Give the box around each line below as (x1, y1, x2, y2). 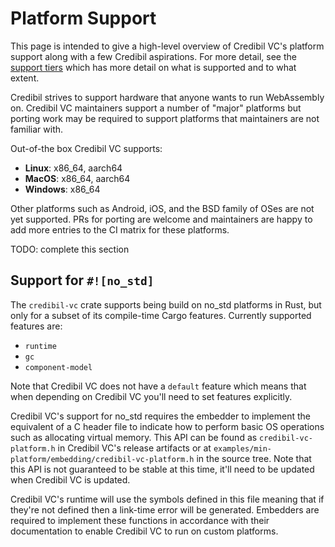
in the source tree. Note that (196, 452, 312, 464)
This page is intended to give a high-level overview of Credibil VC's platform (10, 40, 325, 52)
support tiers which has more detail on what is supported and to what (10, 61, 297, 73)
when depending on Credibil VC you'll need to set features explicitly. (10, 390, 293, 402)
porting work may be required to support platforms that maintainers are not (10, 112, 320, 124)
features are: (10, 320, 63, 332)
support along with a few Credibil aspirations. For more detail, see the (10, 50, 297, 62)
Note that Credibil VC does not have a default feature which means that (10, 380, 307, 392)
